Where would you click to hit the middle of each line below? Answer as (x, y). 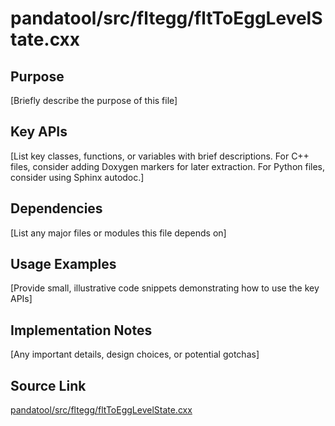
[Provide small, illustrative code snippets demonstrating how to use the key (165, 288)
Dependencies (56, 208)
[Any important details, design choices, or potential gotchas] (135, 354)
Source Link (48, 385)
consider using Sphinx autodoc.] (77, 177)
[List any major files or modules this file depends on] (118, 233)
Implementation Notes (81, 330)
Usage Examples (63, 264)
